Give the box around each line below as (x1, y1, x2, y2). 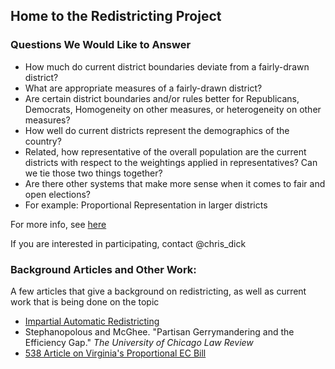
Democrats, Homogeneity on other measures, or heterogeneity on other (24, 103, 322, 115)
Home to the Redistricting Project (10, 8, 222, 25)
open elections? (24, 188, 92, 200)
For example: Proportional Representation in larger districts (24, 199, 268, 211)
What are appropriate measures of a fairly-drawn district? (24, 82, 263, 94)
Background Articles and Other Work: (10, 262, 197, 276)
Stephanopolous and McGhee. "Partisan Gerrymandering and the (24, 325, 295, 338)
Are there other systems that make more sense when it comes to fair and (24, 177, 326, 189)
